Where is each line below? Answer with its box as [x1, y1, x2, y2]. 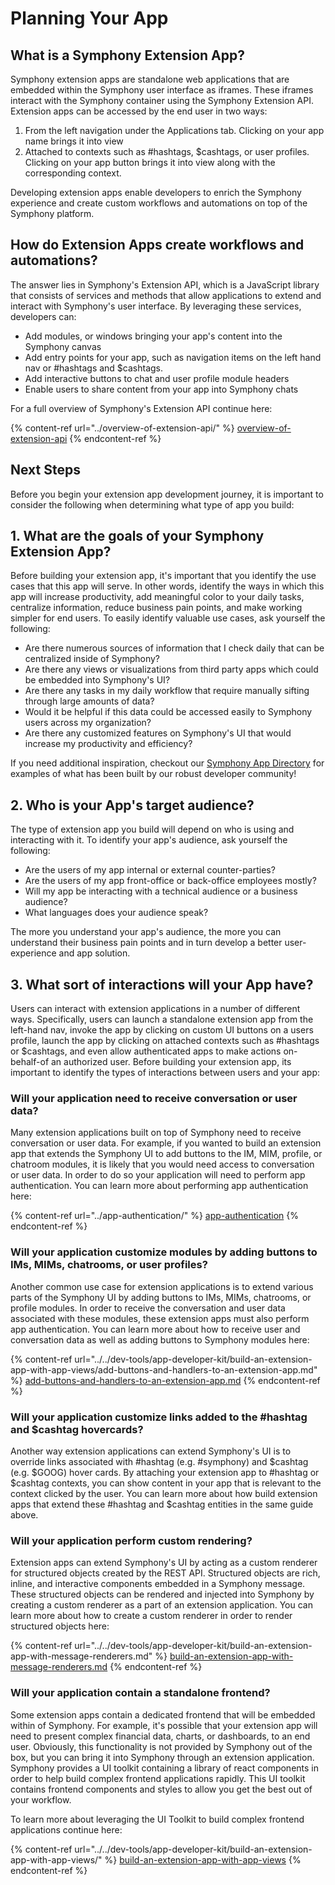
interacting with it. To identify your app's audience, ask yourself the [10, 834, 288, 846]
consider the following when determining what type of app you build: [10, 498, 295, 511]
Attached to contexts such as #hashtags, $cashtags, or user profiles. [24, 146, 310, 157]
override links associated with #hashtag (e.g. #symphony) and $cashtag [10, 1455, 309, 1467]
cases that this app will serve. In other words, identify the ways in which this [10, 580, 325, 592]
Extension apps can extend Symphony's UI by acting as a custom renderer [10, 1557, 318, 1569]
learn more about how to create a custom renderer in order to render [10, 1610, 293, 1622]
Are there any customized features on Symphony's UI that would [24, 727, 292, 739]
